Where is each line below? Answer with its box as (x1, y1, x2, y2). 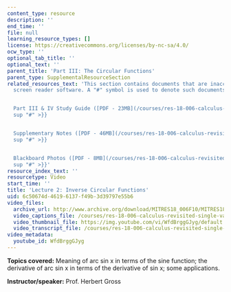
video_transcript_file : (13, 225, 81, 232)
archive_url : (13, 205, 51, 213)
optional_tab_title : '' (7, 55, 76, 62)
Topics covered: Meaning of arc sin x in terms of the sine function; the (7, 256, 208, 265)
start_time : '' (7, 180, 51, 188)
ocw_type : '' (7, 49, 45, 56)
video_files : (7, 199, 45, 206)
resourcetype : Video (7, 174, 67, 181)
